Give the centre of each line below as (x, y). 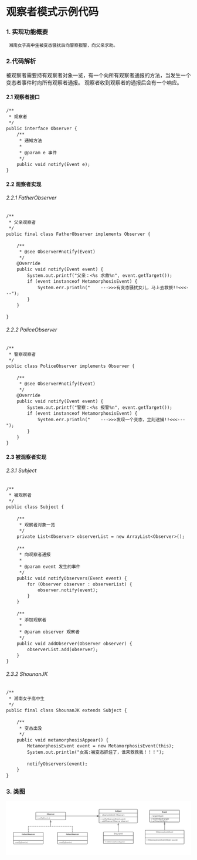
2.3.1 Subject (21, 470)
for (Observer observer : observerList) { (80, 584)
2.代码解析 (21, 61)
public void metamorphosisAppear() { (63, 740)
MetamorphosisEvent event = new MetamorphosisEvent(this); (101, 746)
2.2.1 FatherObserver (31, 198)
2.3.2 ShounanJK (27, 674)
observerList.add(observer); (63, 649)
